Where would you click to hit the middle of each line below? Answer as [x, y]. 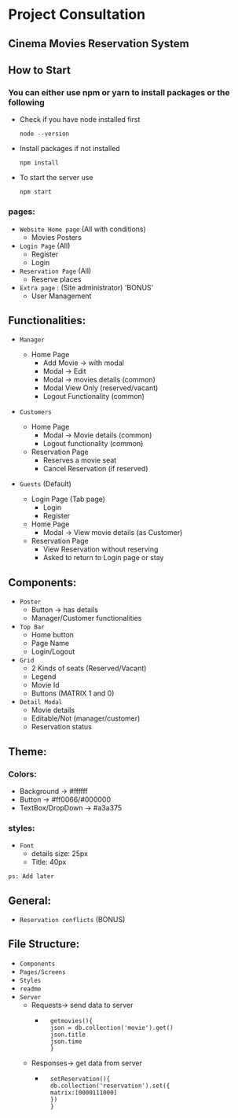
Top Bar [32, 627]
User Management [61, 296]
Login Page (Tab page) [68, 499]
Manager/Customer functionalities [86, 618]
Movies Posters [57, 237]
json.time [66, 1041]
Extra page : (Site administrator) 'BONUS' [86, 287]
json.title [68, 1035]
